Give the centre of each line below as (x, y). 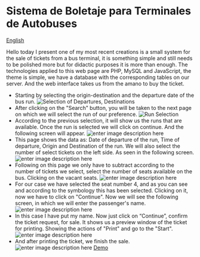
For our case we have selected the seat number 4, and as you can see (101, 184)
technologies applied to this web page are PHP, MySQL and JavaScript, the (99, 71)
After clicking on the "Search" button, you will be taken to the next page (103, 108)
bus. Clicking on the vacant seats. (56, 178)
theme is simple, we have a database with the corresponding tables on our (98, 77)
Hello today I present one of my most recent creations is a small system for (99, 51)
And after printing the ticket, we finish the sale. (72, 241)
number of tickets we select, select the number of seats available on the (104, 171)
